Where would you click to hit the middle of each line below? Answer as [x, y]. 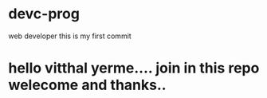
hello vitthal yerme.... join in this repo [134, 68]
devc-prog [44, 14]
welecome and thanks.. [87, 85]
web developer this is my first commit [70, 36]
